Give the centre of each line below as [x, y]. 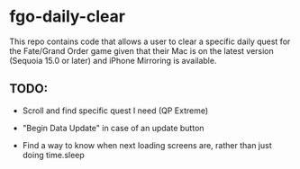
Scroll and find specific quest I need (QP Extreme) [115, 111]
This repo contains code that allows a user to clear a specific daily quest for [150, 41]
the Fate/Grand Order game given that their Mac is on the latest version [142, 50]
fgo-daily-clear [68, 17]
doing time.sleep [54, 155]
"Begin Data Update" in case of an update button [113, 128]
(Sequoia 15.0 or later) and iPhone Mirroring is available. [113, 60]
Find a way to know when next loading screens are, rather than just [147, 145]
